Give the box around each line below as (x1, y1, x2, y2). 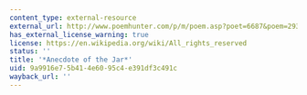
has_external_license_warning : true (9, 30, 149, 39)
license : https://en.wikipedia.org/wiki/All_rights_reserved (9, 38, 248, 48)
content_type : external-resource (9, 13, 137, 23)
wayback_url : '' (9, 72, 71, 81)
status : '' (9, 47, 51, 56)
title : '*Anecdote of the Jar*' (9, 55, 132, 64)
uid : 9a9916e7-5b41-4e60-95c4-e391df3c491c (9, 64, 178, 73)
